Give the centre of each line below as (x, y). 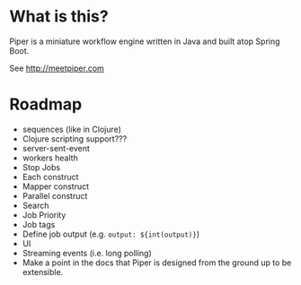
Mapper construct (56, 186)
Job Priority (44, 215)
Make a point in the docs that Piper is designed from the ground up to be (157, 263)
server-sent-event (56, 148)
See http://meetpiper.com (57, 68)
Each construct (50, 177)
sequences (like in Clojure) (71, 129)
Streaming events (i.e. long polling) (87, 253)
